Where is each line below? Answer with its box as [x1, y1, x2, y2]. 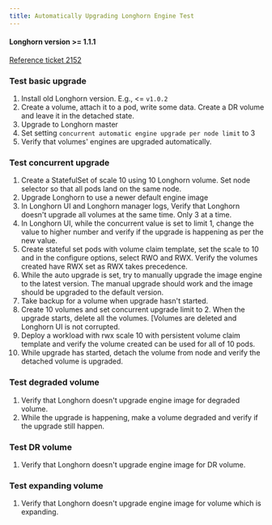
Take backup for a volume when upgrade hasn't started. [20, 296, 209, 306]
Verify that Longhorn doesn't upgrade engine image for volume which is [20, 498, 261, 508]
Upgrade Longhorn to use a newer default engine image [20, 192, 209, 203]
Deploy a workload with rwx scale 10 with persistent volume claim [20, 330, 241, 341]
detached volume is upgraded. [20, 356, 124, 366]
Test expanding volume [9, 480, 104, 491]
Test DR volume [9, 441, 72, 453]
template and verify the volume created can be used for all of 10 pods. [20, 339, 256, 349]
